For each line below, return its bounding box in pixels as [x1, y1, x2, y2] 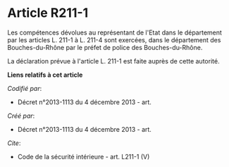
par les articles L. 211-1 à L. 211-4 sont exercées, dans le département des [7, 35, 221, 44]
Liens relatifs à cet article [7, 70, 83, 79]
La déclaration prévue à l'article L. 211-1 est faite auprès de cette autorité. [7, 56, 220, 65]
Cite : [7, 139, 21, 147]
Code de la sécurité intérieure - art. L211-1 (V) [17, 152, 150, 161]
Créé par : [7, 111, 35, 120]
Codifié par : [7, 84, 42, 92]
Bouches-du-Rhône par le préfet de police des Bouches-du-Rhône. [7, 43, 203, 51]
